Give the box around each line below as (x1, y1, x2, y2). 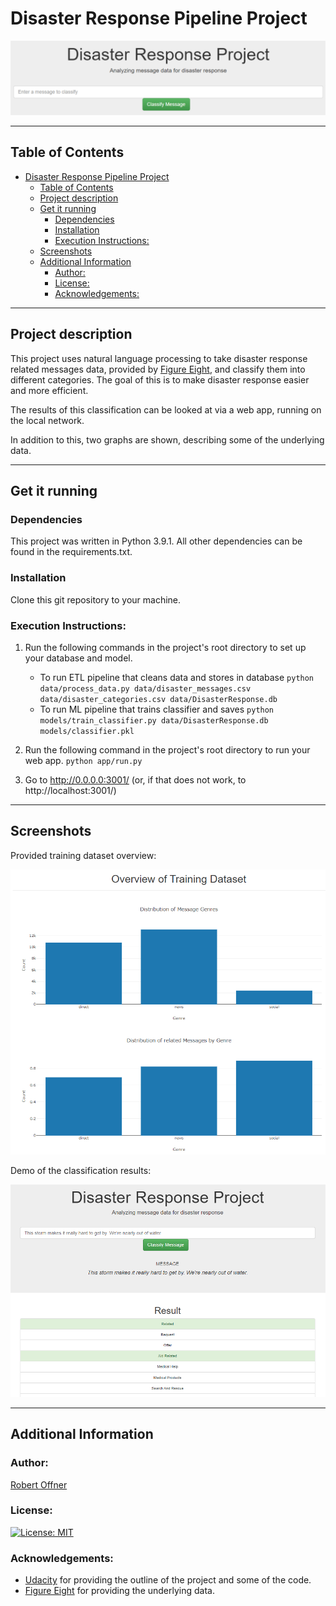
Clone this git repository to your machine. (10, 593, 182, 606)
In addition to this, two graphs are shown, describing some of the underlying (10, 433, 325, 446)
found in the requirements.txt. (10, 546, 133, 558)
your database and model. (24, 652, 133, 664)
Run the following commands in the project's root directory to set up (24, 641, 307, 653)
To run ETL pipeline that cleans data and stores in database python (39, 671, 315, 683)
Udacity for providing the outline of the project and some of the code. (24, 1574, 312, 1586)
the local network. (10, 414, 85, 426)
